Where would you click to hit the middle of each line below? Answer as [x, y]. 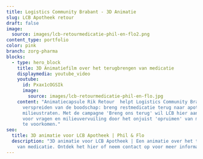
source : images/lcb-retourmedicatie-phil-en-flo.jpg [96, 96]
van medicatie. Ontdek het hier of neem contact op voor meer [97, 147]
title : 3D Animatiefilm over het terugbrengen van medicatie [95, 68]
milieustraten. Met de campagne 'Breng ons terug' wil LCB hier [105, 113]
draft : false [23, 23]
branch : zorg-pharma [32, 51]
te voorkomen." [41, 125]
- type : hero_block [36, 62]
